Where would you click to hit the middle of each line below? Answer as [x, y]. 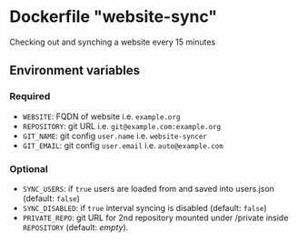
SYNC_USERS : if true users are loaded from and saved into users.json [149, 188]
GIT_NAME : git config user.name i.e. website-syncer [114, 136]
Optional [29, 168]
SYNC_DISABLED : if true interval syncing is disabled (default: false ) [144, 207]
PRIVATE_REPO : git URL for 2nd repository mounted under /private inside [155, 217]
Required [30, 96]
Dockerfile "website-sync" [114, 17]
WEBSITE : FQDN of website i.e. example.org [101, 116]
